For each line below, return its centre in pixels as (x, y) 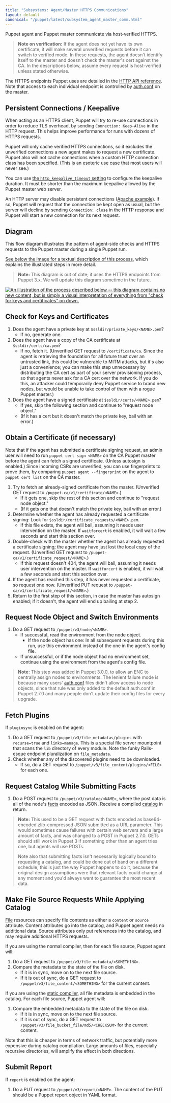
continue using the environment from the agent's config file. (83, 662)
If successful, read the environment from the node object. (81, 635)
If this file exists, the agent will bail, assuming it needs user (82, 525)
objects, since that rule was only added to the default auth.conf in (87, 688)
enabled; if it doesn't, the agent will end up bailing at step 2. (75, 601)
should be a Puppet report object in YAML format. (65, 1095)
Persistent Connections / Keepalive (63, 108)
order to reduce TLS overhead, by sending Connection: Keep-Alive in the (82, 126)
